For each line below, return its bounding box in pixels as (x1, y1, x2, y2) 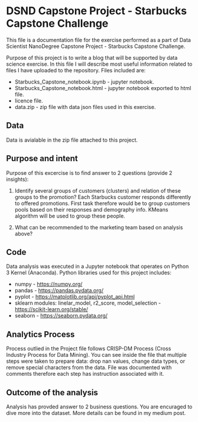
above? (14, 230, 33, 237)
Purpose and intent (6, 154, 78, 164)
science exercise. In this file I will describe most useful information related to (6, 60, 193, 68)
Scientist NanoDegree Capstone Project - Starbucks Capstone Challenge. (6, 43, 186, 50)
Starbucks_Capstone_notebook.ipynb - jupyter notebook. (14, 78, 154, 85)
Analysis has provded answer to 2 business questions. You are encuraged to (6, 403, 193, 410)
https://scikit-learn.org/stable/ (14, 306, 89, 313)
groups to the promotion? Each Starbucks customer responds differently (14, 193, 191, 200)
